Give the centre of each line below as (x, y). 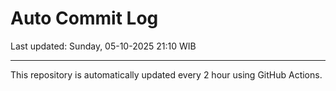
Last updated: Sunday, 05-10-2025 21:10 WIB (103, 46)
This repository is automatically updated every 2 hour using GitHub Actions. (166, 74)
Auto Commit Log (84, 18)
